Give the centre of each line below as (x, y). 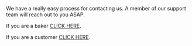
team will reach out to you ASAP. (45, 15)
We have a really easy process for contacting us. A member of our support (96, 8)
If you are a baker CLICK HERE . (44, 26)
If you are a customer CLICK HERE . (48, 37)
